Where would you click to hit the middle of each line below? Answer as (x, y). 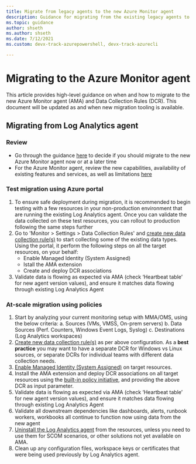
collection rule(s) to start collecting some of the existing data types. (96, 239)
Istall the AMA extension (52, 264)
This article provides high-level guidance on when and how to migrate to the (98, 95)
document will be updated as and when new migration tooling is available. (95, 107)
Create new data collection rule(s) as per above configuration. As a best (102, 342)
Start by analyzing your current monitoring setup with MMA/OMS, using (101, 317)
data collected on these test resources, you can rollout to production (97, 220)
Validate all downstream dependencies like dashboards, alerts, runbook (101, 411)
